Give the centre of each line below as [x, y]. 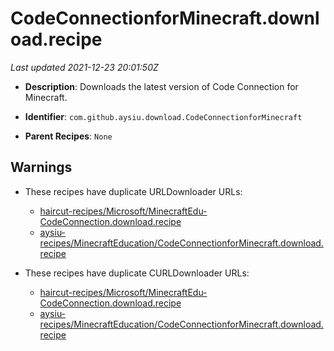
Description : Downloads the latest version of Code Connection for [161, 86]
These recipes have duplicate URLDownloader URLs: [133, 191]
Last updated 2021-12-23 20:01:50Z [84, 67]
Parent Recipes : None [68, 136]
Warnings [41, 167]
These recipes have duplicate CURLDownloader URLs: [137, 273]
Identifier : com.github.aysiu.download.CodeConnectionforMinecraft [163, 116]
